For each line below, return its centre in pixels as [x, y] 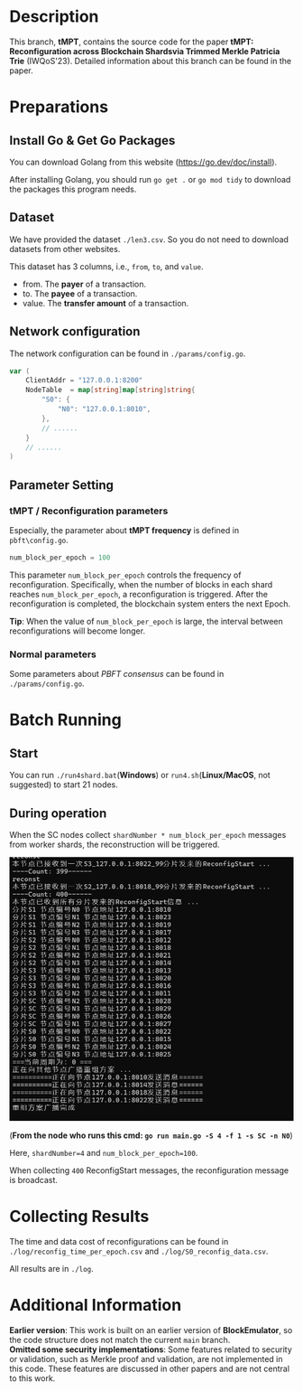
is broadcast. [34, 1180]
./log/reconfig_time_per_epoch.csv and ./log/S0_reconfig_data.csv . [139, 1251]
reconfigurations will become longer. [78, 631]
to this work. [32, 1378]
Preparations [59, 107]
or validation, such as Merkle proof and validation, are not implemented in [146, 1358]
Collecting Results [79, 1217]
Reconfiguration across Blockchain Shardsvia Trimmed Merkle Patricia [145, 51]
